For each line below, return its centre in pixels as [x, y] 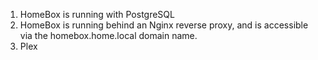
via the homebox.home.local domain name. [108, 35]
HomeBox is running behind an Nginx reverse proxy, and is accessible [164, 25]
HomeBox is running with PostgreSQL [97, 14]
